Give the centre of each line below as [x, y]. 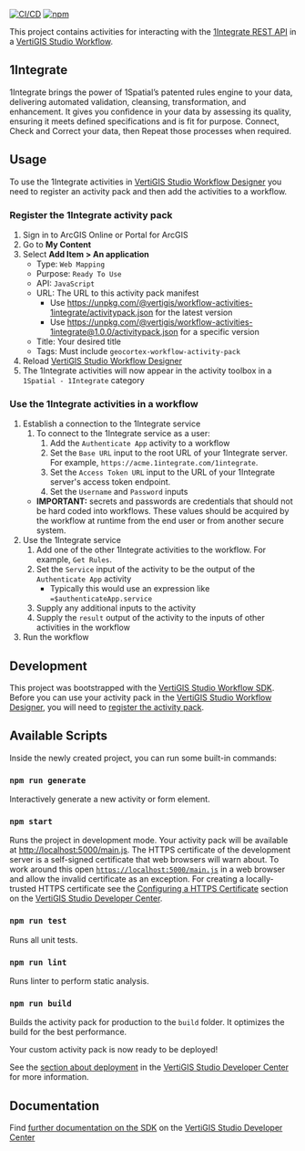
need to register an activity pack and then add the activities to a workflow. [148, 191]
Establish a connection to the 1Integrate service [112, 424]
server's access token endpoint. [110, 482]
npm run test [38, 921]
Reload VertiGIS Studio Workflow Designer [102, 361]
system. [51, 530]
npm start [31, 822]
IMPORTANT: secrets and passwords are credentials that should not [164, 501]
